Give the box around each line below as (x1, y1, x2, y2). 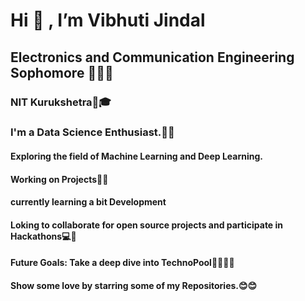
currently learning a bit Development (10, 196, 167, 208)
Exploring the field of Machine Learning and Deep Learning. (10, 150, 264, 163)
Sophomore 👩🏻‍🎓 (10, 64, 114, 81)
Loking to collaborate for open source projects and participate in (10, 219, 284, 231)
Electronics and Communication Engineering (10, 49, 295, 66)
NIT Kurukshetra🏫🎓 (10, 95, 112, 109)
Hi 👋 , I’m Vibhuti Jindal (10, 9, 206, 32)
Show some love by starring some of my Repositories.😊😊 (10, 279, 258, 291)
